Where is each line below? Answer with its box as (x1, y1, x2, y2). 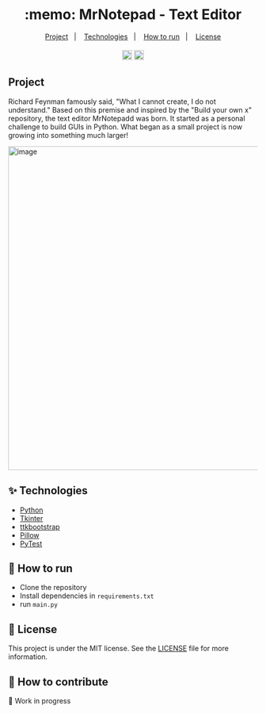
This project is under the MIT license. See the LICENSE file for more (8, 644, 230, 654)
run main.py (19, 600, 58, 609)
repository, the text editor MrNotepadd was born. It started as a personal (8, 113, 245, 123)
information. (8, 652, 48, 661)
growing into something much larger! (8, 130, 129, 140)
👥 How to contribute (8, 675, 108, 688)
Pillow (19, 530, 40, 540)
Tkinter (19, 513, 44, 523)
